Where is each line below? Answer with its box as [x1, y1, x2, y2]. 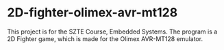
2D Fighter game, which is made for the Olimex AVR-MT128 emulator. [7, 34, 203, 42]
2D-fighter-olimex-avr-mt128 [7, 5, 178, 21]
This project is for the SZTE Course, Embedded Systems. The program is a [7, 27, 218, 36]
